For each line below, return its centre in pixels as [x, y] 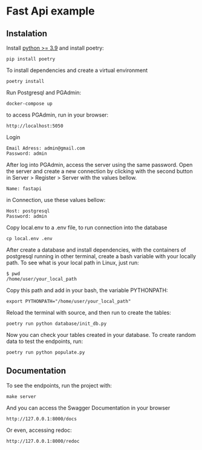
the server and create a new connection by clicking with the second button [100, 171]
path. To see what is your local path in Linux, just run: [73, 262]
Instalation [27, 34]
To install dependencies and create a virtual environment [77, 70]
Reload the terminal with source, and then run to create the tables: [89, 312]
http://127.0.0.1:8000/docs [42, 419]
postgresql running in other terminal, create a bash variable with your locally [101, 256]
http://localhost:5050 [35, 126]
